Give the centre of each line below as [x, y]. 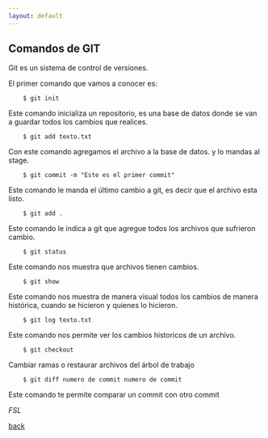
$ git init [41, 99]
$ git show [41, 282]
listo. [17, 199]
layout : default [36, 16]
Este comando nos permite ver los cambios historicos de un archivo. [122, 335]
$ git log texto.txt [57, 320]
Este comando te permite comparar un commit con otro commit [114, 395]
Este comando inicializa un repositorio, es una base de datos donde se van [133, 113]
